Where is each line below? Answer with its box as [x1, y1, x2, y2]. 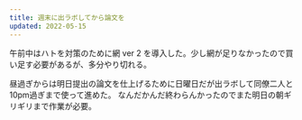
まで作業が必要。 [32, 100, 96, 111]
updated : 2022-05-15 [9, 22, 87, 31]
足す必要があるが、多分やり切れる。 [16, 59, 151, 69]
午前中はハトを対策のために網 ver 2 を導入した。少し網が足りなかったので [9, 47, 286, 59]
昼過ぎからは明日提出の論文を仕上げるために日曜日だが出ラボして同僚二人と [9, 78, 294, 88]
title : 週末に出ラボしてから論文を [9, 13, 125, 23]
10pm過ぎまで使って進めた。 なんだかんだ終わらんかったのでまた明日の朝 [9, 89, 284, 100]
